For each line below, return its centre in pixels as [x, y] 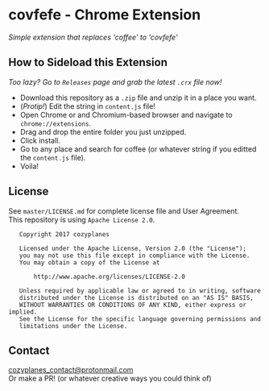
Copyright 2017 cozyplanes [64, 234]
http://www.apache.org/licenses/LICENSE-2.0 [109, 277]
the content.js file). [53, 157]
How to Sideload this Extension [88, 62]
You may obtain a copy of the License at [89, 262]
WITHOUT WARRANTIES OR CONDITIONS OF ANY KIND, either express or [133, 305]
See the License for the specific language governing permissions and [140, 319]
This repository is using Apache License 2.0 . [82, 219]
